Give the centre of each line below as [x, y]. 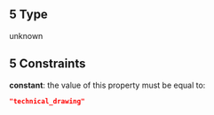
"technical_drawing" [48, 101]
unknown [26, 35]
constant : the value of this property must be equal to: [107, 85]
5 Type [29, 15]
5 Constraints [48, 64]
